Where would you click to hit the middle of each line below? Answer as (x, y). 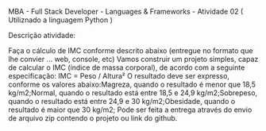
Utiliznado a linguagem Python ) (61, 20)
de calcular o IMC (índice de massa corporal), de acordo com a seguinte (127, 67)
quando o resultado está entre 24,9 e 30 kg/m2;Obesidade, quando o (122, 101)
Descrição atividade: (42, 35)
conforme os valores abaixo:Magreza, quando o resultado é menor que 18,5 (132, 84)
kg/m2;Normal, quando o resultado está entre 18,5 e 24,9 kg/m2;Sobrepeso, (133, 93)
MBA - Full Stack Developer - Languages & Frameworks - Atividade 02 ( (126, 12)
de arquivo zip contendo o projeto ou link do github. (93, 118)
